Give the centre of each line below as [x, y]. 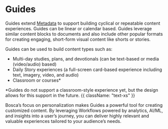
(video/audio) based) [34, 64]
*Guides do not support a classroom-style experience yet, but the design [82, 90]
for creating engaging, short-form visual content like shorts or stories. [78, 39]
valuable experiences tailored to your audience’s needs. [63, 121]
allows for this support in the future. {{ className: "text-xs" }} [70, 95]
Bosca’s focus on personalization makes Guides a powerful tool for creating [84, 105]
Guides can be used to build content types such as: [59, 49]
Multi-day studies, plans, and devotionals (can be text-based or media [86, 58]
